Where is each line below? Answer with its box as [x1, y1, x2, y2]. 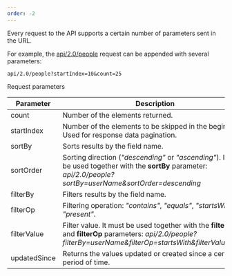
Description [135, 98, 175, 108]
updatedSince [10, 253, 57, 262]
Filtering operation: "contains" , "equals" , [62, 200, 195, 210]
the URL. [7, 36, 32, 45]
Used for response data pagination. [62, 130, 177, 140]
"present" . [62, 209, 96, 219]
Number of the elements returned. [62, 110, 173, 120]
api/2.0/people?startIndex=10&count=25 [7, 70, 122, 77]
